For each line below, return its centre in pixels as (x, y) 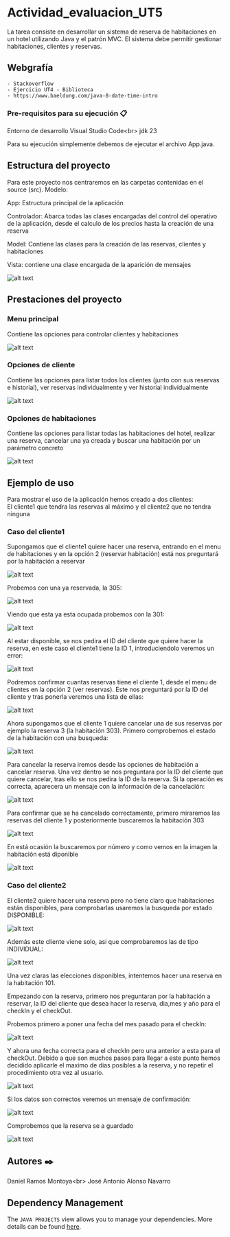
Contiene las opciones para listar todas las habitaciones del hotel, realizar (111, 433)
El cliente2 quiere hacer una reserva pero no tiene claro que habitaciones (111, 900)
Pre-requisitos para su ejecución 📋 (67, 113)
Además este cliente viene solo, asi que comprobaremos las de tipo (103, 941)
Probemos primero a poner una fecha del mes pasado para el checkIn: (107, 1024)
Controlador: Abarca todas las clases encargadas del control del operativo (112, 216)
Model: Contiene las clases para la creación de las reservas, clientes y (106, 244)
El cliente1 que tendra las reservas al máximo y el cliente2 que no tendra (109, 507)
